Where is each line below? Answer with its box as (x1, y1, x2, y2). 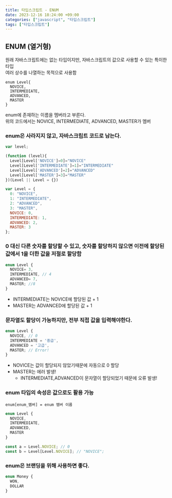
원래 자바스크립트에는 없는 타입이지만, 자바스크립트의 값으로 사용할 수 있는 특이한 (5, 57, 167, 63)
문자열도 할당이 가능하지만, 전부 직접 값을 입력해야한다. (5, 316, 132, 324)
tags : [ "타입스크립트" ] (5, 22, 50, 27)
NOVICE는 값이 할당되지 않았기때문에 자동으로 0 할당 (12, 362, 119, 368)
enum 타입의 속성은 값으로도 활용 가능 (5, 389, 94, 396)
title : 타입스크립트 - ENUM (5, 7, 59, 13)
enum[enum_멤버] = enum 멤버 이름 (5, 402, 73, 407)
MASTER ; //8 (10, 282, 36, 287)
